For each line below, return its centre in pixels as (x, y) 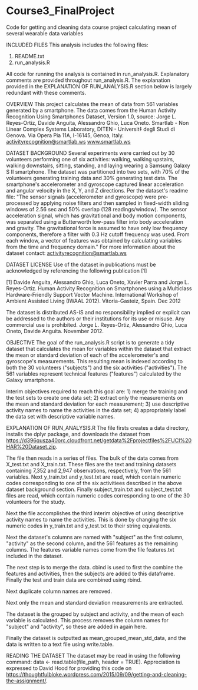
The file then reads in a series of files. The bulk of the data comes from (92, 458)
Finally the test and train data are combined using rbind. (74, 580)
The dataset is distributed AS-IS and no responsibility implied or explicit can (98, 312)
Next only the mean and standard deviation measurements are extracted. (95, 602)
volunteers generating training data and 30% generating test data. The (92, 178)
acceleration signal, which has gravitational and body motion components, (96, 215)
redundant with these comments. (46, 92)
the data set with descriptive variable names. (61, 416)
